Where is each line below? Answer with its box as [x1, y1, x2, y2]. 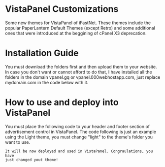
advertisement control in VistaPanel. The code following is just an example [5, 129, 156, 134]
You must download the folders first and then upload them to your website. [5, 64, 157, 69]
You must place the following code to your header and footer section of [5, 123, 150, 129]
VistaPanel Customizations [5, 3, 119, 15]
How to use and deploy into [5, 97, 119, 108]
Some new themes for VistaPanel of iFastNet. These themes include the [5, 20, 151, 26]
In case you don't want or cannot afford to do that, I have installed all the [5, 69, 152, 75]
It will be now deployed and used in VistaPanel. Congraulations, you [5, 149, 153, 154]
